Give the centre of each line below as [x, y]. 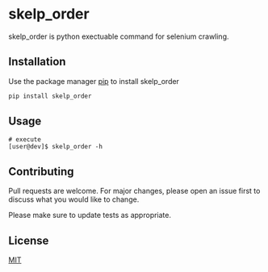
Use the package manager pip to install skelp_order [94, 81]
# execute [25, 140]
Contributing [41, 172]
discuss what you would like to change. [74, 199]
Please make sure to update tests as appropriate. [90, 216]
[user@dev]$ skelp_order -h [56, 147]
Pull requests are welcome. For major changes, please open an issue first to [134, 191]
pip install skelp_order [50, 96]
